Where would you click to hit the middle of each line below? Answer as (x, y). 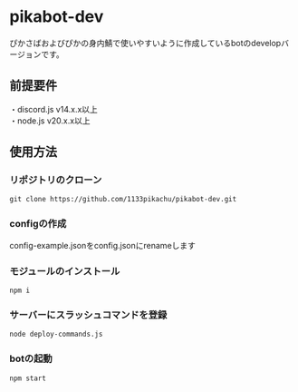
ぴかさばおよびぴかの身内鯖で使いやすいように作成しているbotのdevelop (145, 43)
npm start (28, 378)
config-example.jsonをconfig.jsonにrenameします (103, 245)
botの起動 (31, 358)
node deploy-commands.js (56, 334)
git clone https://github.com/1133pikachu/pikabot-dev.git (123, 200)
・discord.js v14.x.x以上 (53, 109)
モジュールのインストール (65, 271)
